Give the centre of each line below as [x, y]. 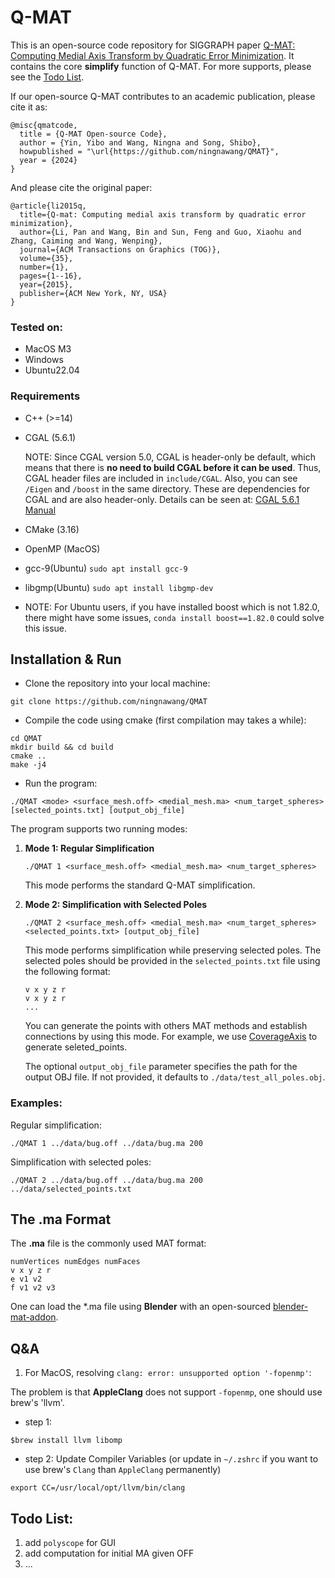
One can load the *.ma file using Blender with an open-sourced [140, 1307]
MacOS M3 [48, 349]
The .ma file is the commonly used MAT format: [108, 1243]
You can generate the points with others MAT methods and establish [166, 1026]
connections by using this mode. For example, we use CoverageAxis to [171, 1037]
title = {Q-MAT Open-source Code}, [93, 134]
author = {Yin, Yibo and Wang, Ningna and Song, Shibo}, [140, 142]
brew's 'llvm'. [37, 1403]
